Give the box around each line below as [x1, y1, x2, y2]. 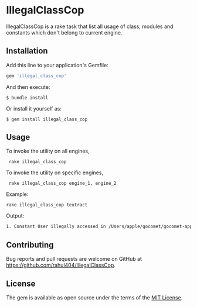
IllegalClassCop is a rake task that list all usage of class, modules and [6, 23, 174, 30]
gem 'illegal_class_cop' [6, 73, 67, 79]
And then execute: [6, 83, 50, 91]
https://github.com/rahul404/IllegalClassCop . [6, 261, 116, 269]
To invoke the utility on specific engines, [6, 169, 104, 176]
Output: [6, 212, 25, 219]
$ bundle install [6, 95, 49, 101]
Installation [6, 46, 48, 56]
